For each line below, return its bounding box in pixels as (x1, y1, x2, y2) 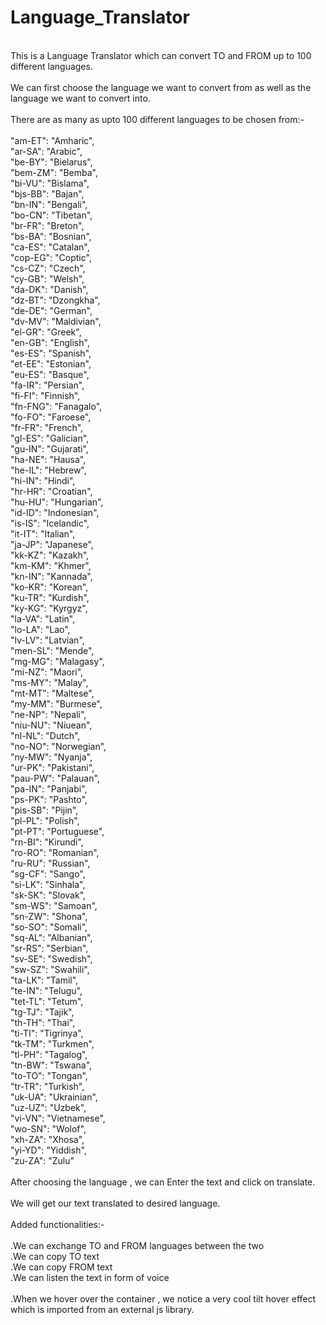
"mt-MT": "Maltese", (10, 687, 95, 699)
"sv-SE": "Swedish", (10, 952, 93, 965)
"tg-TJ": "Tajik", (10, 1006, 75, 1018)
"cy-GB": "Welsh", (10, 272, 85, 285)
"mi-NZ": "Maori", (10, 666, 84, 678)
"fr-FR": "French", (10, 421, 84, 433)
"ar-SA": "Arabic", (10, 145, 83, 157)
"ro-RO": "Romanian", (10, 846, 100, 858)
